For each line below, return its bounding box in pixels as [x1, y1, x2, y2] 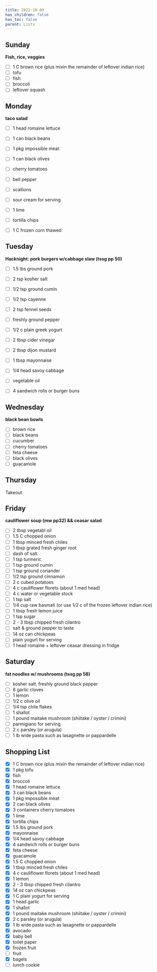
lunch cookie [12, 962, 40, 968]
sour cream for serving [12, 196, 61, 202]
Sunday [5, 40, 30, 49]
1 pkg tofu [12, 767, 34, 773]
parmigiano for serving [12, 721, 61, 727]
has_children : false [5, 12, 49, 17]
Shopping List [5, 747, 50, 756]
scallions [12, 186, 32, 192]
